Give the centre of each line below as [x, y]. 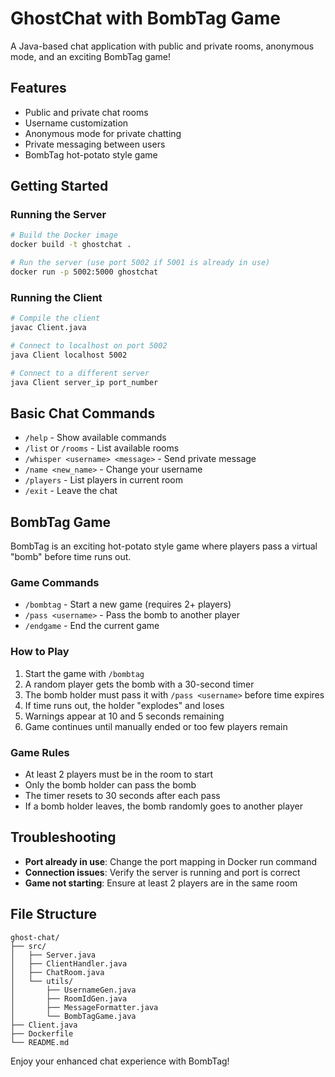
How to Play [40, 652]
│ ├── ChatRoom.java [57, 972]
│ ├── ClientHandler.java [69, 963]
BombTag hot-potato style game [91, 154]
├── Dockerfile [42, 1033]
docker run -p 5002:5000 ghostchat [84, 272]
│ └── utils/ [42, 981]
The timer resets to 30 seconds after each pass [122, 795]
